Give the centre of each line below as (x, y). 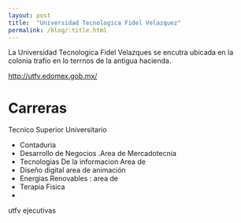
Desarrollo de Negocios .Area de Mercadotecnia (98, 154)
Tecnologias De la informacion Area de (82, 162)
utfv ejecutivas (32, 210)
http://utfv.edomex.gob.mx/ (53, 76)
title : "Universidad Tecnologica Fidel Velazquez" (95, 23)
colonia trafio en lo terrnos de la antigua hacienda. (90, 61)
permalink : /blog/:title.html (58, 30)
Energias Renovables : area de (69, 179)
